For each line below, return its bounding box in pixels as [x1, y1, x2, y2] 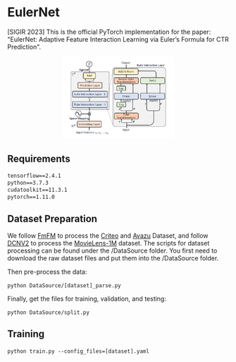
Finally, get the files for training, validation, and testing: [7, 294, 167, 303]
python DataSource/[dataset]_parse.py [7, 282, 121, 289]
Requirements [7, 152, 70, 164]
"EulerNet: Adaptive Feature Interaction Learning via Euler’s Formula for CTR [7, 35, 229, 43]
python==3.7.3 [7, 179, 49, 187]
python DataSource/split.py [7, 309, 90, 316]
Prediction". [7, 42, 42, 51]
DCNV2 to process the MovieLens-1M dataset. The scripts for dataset [7, 239, 210, 248]
